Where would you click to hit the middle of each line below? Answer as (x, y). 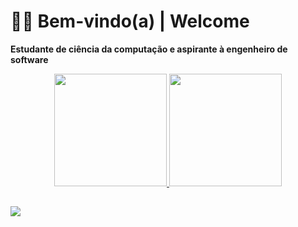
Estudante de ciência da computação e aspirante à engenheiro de (149, 49)
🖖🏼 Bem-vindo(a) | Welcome (130, 21)
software (29, 59)
